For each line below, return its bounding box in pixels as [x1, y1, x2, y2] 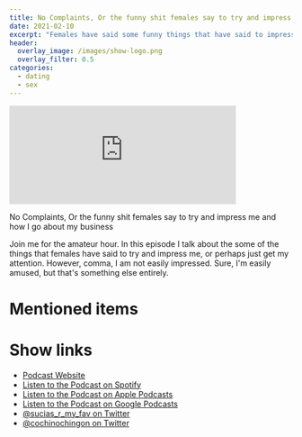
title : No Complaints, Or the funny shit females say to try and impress [9, 13, 292, 23]
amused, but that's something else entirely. [9, 267, 169, 278]
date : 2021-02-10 [9, 22, 75, 31]
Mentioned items [9, 298, 139, 319]
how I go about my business [9, 221, 114, 232]
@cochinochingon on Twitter [22, 417, 130, 428]
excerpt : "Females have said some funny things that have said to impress [9, 30, 296, 39]
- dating [17, 72, 50, 81]
